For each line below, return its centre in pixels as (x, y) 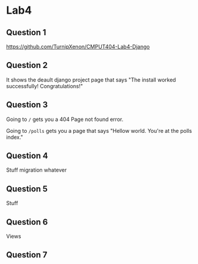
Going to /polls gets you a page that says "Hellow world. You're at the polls (99, 131)
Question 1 (26, 32)
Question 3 (27, 105)
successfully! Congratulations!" (45, 86)
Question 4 (27, 156)
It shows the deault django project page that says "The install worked (91, 80)
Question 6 (27, 222)
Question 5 (27, 189)
